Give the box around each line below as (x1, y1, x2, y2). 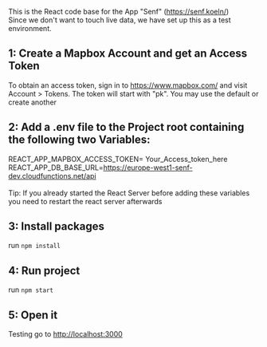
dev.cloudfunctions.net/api (8, 171, 97, 180)
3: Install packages (8, 219, 105, 234)
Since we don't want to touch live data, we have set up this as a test (8, 15, 231, 25)
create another (8, 97, 57, 107)
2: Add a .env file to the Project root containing (8, 120, 245, 134)
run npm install (8, 241, 61, 250)
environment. (8, 24, 52, 33)
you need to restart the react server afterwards (8, 196, 163, 206)
